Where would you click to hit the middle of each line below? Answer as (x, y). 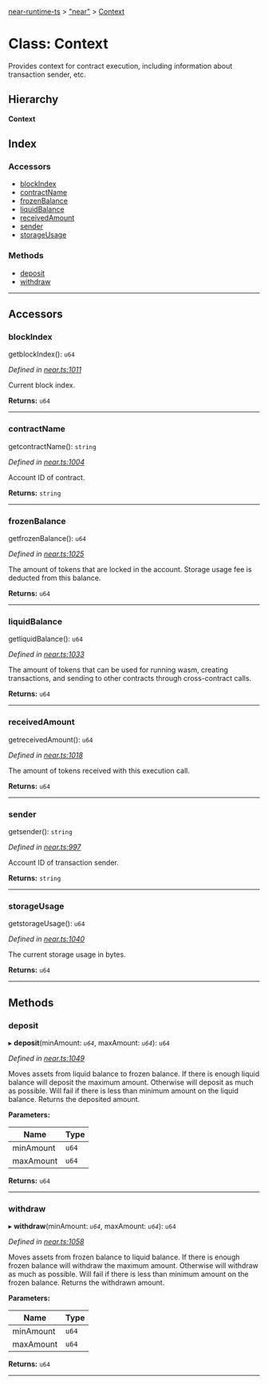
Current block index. (42, 385)
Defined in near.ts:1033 (47, 654)
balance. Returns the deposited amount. (74, 1099)
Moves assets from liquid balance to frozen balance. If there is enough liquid (134, 1073)
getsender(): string (41, 831)
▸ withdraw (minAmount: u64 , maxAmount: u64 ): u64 (93, 1227)
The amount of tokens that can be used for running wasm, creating (118, 670)
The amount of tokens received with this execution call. (99, 770)
